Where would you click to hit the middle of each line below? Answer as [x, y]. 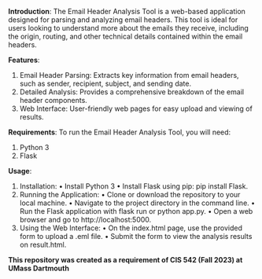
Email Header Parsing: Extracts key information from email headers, [129, 75]
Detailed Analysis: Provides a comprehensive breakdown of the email [132, 92]
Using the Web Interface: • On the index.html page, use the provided [131, 228]
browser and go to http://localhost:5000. [85, 220]
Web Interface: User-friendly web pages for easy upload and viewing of [136, 108]
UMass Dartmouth [39, 268]
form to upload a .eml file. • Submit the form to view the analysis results [136, 236]
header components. [54, 100]
